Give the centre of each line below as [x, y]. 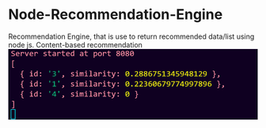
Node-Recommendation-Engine [116, 15]
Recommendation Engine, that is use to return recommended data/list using [131, 36]
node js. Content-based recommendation [75, 44]
